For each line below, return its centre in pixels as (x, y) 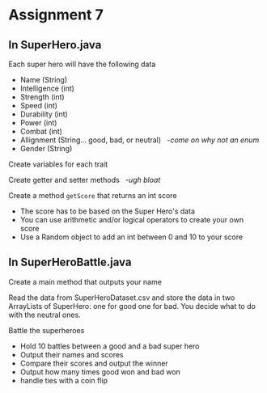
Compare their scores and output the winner (94, 363)
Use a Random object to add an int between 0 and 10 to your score (131, 237)
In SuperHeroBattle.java (70, 262)
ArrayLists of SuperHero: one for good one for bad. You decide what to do (132, 306)
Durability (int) (44, 114)
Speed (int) (39, 106)
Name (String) (43, 80)
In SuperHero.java (55, 45)
